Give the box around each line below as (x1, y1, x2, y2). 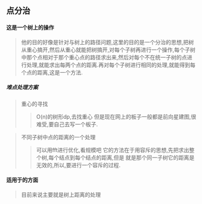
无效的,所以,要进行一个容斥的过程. (36, 161, 121, 168)
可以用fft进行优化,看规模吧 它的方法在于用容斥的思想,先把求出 (36, 146, 189, 153)
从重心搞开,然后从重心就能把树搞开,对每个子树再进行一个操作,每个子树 (21, 46, 195, 53)
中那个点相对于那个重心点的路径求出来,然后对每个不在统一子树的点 (21, 53, 187, 61)
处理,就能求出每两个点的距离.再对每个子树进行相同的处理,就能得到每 (26, 61, 195, 68)
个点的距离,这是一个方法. (21, 68, 83, 76)
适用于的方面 (6, 176, 38, 183)
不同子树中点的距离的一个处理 (21, 133, 96, 140)
